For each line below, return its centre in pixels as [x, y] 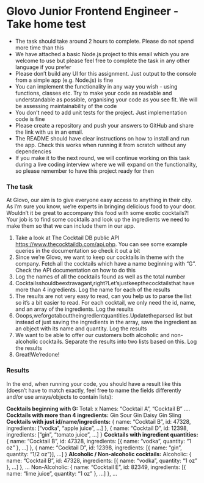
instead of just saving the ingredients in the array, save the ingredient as [106, 322]
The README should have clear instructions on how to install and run [102, 138]
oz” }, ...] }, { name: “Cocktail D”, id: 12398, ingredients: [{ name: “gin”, [94, 448]
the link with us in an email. [49, 132]
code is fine [30, 119]
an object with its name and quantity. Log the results [81, 329]
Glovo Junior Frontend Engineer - [93, 11]
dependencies [33, 151]
